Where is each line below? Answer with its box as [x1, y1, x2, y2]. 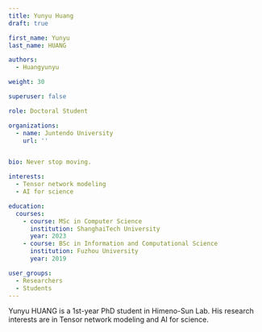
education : [8, 202, 45, 210]
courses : [15, 210, 45, 218]
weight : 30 [8, 78, 45, 86]
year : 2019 [29, 255, 67, 263]
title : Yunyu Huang [8, 11, 74, 20]
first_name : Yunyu [8, 34, 70, 42]
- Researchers [15, 276, 63, 284]
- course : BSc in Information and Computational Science [23, 239, 218, 248]
